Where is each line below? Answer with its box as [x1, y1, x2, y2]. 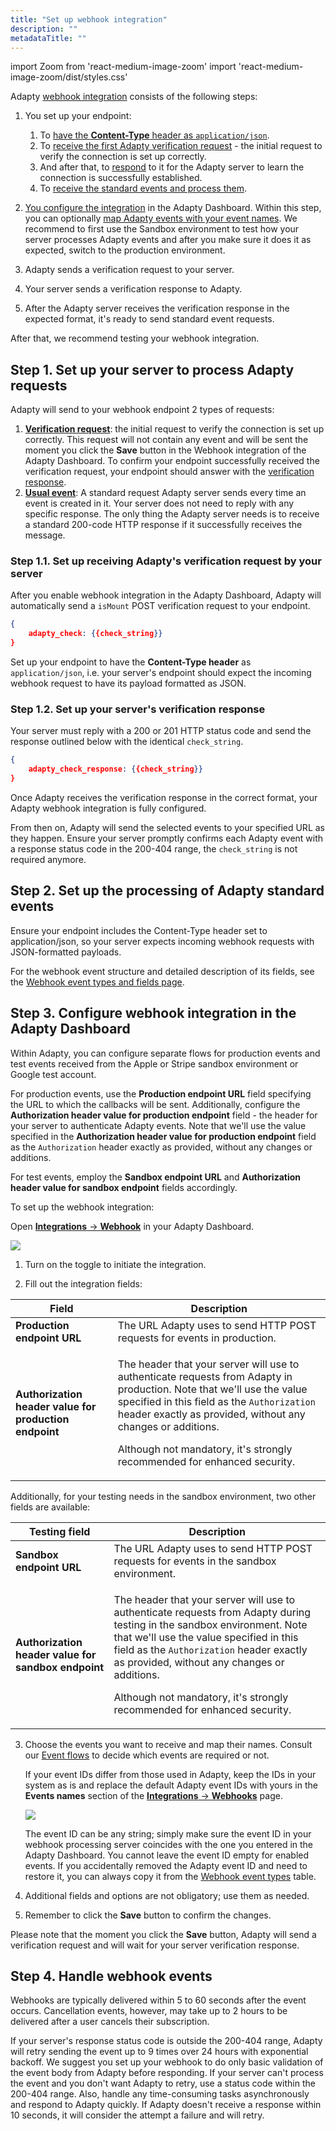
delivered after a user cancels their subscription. [10, 2016, 210, 2028]
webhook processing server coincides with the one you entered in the [24, 1838, 314, 1850]
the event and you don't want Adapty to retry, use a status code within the [10, 2077, 316, 2090]
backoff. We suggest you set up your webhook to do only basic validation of [10, 2056, 324, 2068]
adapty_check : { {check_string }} [28, 629, 163, 639]
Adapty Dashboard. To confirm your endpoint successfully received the [24, 455, 320, 467]
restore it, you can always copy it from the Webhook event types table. [24, 1870, 317, 1882]
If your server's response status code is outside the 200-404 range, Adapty [10, 2035, 323, 2047]
